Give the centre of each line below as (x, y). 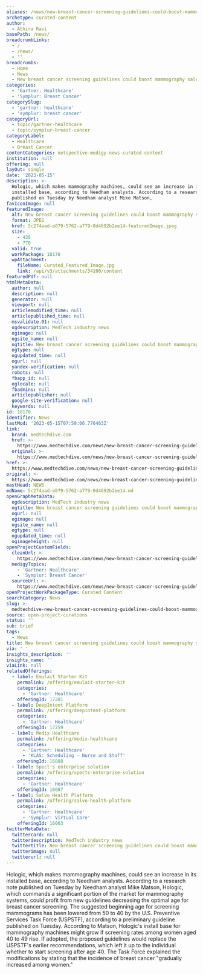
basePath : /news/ (28, 35)
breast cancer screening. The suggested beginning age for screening (93, 906)
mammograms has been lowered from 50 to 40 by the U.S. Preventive (93, 913)
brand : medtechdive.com (41, 435)
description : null (35, 294)
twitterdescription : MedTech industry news (67, 840)
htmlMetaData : (24, 282)
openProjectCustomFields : (39, 547)
